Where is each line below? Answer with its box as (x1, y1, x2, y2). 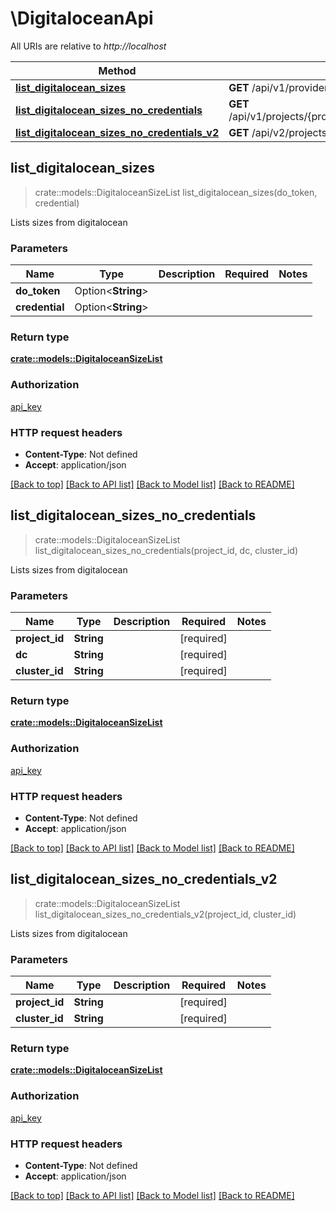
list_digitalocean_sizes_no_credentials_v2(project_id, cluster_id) (34, 908, 297, 920)
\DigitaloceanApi (10, 7, 154, 30)
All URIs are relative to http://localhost (10, 40, 167, 52)
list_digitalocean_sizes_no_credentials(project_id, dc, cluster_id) (34, 544, 298, 556)
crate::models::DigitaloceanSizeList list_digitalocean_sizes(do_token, (34, 186, 318, 198)
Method (98, 63, 137, 77)
